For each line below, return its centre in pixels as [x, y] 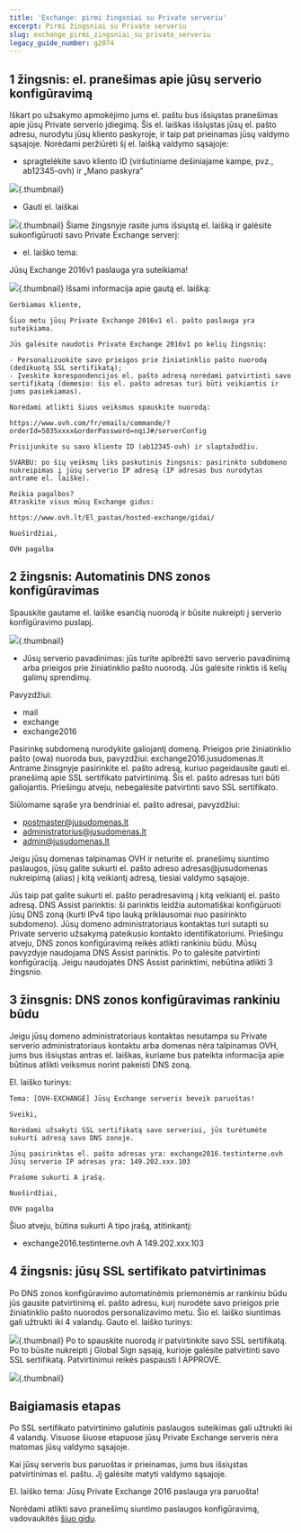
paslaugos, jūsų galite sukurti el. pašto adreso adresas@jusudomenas [138, 868]
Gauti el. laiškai [50, 207]
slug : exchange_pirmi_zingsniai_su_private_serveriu [110, 34]
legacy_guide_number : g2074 [62, 43]
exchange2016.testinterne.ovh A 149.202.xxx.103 [113, 1243]
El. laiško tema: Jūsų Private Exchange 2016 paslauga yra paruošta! [134, 1492]
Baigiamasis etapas [65, 1406]
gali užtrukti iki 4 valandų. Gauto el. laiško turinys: [101, 1321]
